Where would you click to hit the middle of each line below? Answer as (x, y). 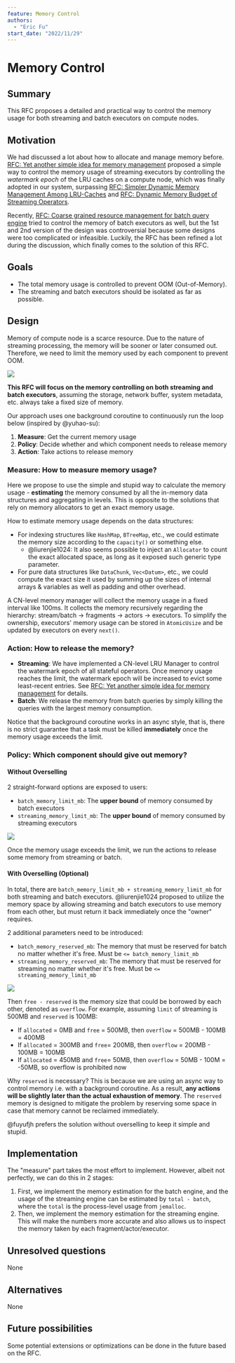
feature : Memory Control (43, 14)
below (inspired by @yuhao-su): (54, 423)
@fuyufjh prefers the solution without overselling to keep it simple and (109, 1124)
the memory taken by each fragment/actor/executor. (93, 1229)
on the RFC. (25, 1353)
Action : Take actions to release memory (75, 451)
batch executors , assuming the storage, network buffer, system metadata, (115, 394)
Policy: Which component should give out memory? (97, 755)
